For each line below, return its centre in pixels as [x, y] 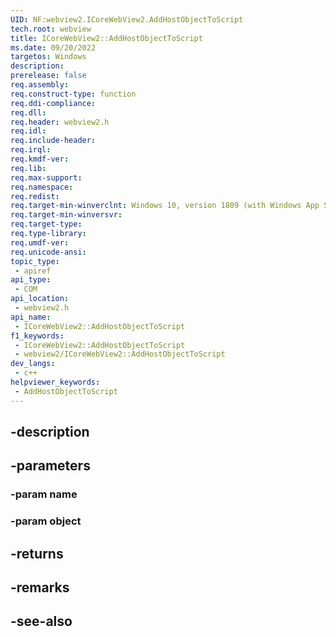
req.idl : [28, 131]
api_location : [40, 299]
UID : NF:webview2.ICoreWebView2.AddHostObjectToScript [127, 19]
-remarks [40, 587]
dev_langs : [33, 364]
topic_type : [35, 261]
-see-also [41, 621]
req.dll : [28, 112]
